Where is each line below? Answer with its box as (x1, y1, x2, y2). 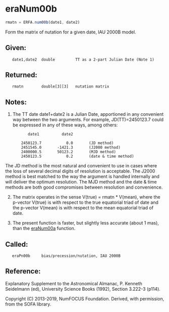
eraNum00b (5, 3, 57, 15)
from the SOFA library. (5, 301, 51, 307)
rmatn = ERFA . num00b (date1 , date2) (5, 20, 80, 25)
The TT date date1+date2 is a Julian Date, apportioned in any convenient (12, 111, 164, 117)
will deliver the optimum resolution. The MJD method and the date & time (5, 179, 157, 185)
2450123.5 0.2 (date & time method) (21, 154, 135, 159)
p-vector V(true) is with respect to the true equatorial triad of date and (12, 199, 159, 205)
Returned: (5, 71, 38, 79)
